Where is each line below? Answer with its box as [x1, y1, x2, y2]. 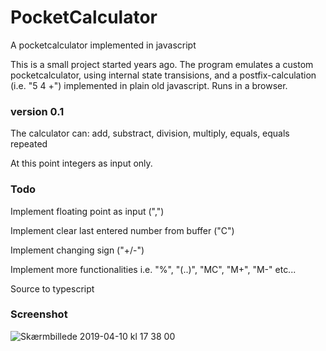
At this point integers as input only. [10, 157, 153, 170]
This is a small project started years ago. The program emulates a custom [10, 58, 314, 70]
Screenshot [10, 307, 68, 321]
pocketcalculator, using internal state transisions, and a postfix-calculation [10, 69, 317, 81]
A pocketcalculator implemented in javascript [10, 39, 197, 51]
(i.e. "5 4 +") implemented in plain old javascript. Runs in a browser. [10, 79, 288, 91]
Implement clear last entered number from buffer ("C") [10, 224, 235, 236]
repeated [10, 138, 48, 150]
